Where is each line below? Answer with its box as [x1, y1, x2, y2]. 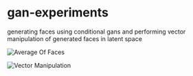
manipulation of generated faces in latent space [7, 34, 143, 42]
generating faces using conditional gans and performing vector [7, 27, 186, 36]
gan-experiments [7, 5, 109, 21]
